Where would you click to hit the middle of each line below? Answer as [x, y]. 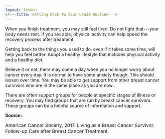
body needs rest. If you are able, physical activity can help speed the [76, 34]
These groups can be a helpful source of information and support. [73, 105]
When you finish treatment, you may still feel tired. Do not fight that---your [82, 28]
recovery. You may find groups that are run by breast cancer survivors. [78, 100]
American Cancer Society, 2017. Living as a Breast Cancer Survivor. [80, 125]
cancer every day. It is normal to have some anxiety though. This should [80, 74]
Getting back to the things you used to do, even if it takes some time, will [80, 49]
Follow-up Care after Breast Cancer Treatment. [57, 131]
